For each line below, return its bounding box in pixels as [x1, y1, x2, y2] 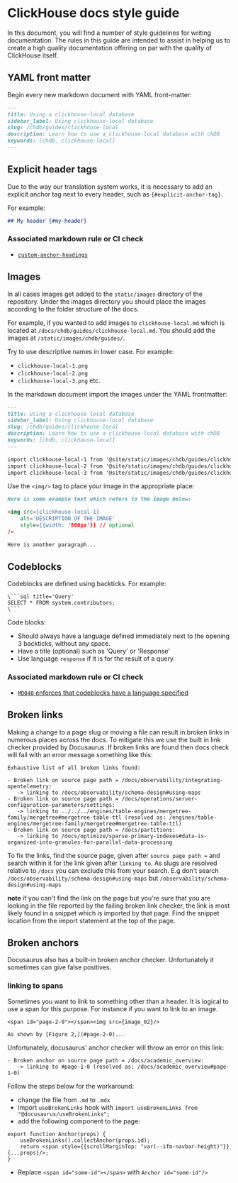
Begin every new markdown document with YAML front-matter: [7, 90, 193, 99]
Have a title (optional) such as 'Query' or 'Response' [17, 647, 171, 656]
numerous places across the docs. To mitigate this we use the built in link [7, 735, 221, 744]
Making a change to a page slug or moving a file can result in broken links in [7, 727, 229, 736]
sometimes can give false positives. [7, 963, 112, 972]
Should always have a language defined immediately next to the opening [17, 632, 230, 640]
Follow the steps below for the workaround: [7, 1082, 135, 1090]
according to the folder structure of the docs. [7, 304, 140, 313]
